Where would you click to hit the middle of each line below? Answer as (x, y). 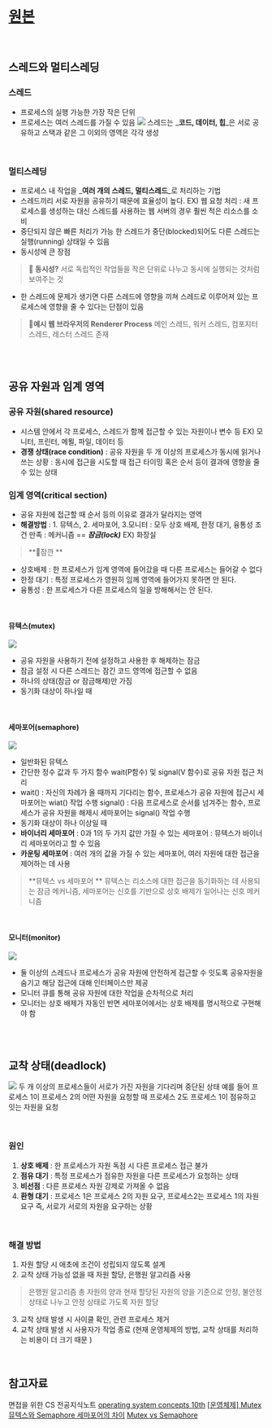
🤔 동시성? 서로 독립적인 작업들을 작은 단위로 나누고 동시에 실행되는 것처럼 (144, 269)
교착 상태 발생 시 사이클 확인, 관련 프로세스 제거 (95, 1319)
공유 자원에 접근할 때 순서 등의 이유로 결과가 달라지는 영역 (111, 514)
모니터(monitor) (35, 937)
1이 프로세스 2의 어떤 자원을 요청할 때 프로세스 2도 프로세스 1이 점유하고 (143, 1097)
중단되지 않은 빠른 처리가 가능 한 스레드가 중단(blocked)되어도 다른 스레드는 (140, 231)
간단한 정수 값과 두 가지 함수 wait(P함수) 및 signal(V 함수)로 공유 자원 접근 (138, 772)
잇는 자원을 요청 (34, 1107)
